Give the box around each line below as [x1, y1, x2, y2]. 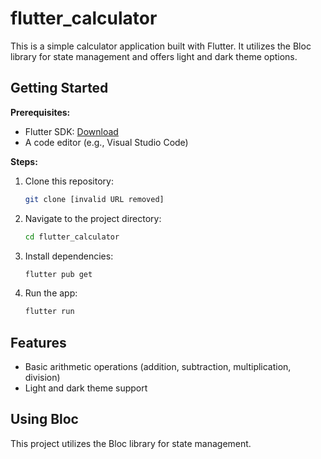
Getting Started [10, 80, 109, 97]
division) [24, 372, 61, 384]
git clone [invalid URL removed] [24, 194, 165, 204]
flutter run [24, 307, 75, 317]
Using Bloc [10, 411, 79, 428]
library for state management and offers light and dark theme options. [10, 50, 298, 62]
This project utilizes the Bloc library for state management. [10, 437, 252, 449]
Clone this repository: [24, 175, 114, 187]
